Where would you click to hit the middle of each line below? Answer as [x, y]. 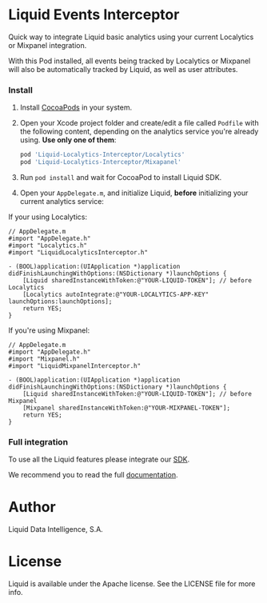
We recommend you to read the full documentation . [93, 475]
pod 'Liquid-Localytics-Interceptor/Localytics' [102, 155]
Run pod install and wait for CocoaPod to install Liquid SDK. [121, 177]
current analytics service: [62, 201]
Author [32, 507]
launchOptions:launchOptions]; [60, 301]
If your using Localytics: [48, 217]
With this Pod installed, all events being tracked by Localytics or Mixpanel [130, 61]
